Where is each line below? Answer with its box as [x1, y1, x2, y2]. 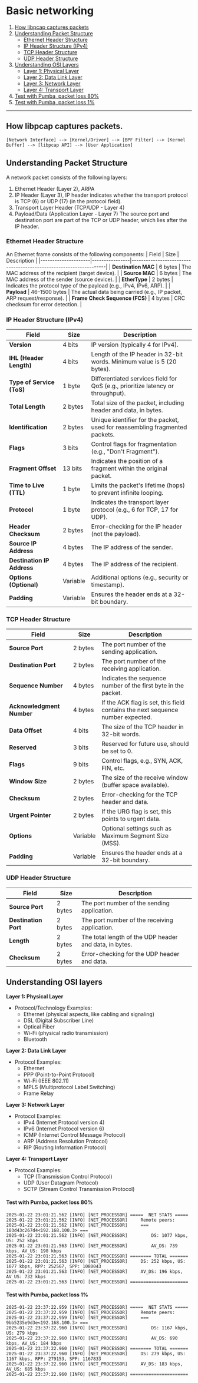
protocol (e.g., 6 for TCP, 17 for [91, 505, 179, 514]
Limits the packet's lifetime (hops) [91, 481, 186, 489]
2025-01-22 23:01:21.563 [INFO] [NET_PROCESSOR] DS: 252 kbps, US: [6, 1258, 186, 1264]
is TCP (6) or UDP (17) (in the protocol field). [14, 197, 122, 204]
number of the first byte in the [101, 681, 184, 690]
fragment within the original [91, 464, 167, 472]
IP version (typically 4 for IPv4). [91, 340, 179, 349]
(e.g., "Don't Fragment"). [91, 448, 160, 456]
